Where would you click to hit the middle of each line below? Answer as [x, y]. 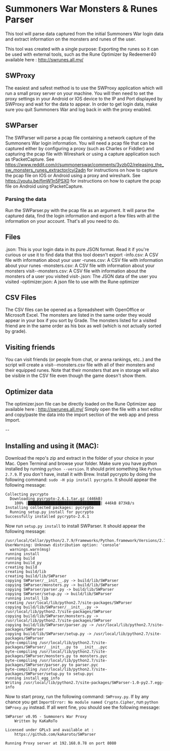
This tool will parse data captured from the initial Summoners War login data [84, 33]
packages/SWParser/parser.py [36, 665]
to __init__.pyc [90, 647]
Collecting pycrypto [27, 494]
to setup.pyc [80, 674]
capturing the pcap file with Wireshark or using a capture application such [82, 154]
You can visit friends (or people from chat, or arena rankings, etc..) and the [83, 360]
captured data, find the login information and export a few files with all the [82, 216]
